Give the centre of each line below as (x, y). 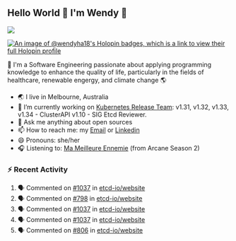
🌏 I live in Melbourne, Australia (63, 97)
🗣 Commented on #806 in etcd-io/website (80, 230)
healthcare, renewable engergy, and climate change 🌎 (87, 80)
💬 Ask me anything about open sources (75, 122)
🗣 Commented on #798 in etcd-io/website (80, 199)
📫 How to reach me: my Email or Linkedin (78, 130)
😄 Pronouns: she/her (48, 140)
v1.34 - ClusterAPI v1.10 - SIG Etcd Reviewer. (82, 114)
